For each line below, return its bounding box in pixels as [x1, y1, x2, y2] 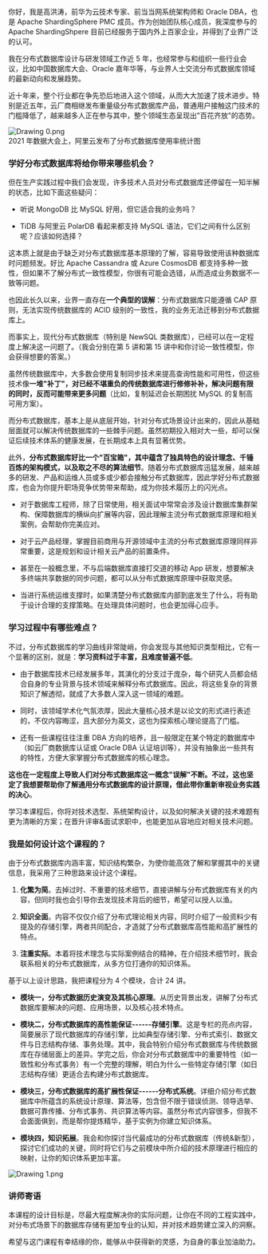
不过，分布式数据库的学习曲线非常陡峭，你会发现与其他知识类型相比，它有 [8, 641, 253, 652]
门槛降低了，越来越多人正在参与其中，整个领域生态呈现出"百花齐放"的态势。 [8, 111, 260, 120]
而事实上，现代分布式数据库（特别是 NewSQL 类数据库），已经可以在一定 [8, 332, 247, 341]
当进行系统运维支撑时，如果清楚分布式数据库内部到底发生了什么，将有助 [19, 590, 258, 600]
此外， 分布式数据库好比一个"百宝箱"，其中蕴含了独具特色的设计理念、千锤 [8, 453, 254, 463]
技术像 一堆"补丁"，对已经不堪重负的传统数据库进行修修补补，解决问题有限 [8, 379, 254, 388]
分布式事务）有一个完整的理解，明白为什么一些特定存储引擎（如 [41, 1059, 251, 1069]
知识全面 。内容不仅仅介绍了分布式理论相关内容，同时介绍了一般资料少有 [19, 912, 258, 921]
